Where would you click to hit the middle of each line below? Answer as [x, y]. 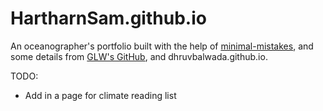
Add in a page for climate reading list [100, 95]
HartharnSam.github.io [108, 18]
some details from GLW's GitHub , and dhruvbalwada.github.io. [139, 56]
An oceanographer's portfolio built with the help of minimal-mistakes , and [162, 46]
